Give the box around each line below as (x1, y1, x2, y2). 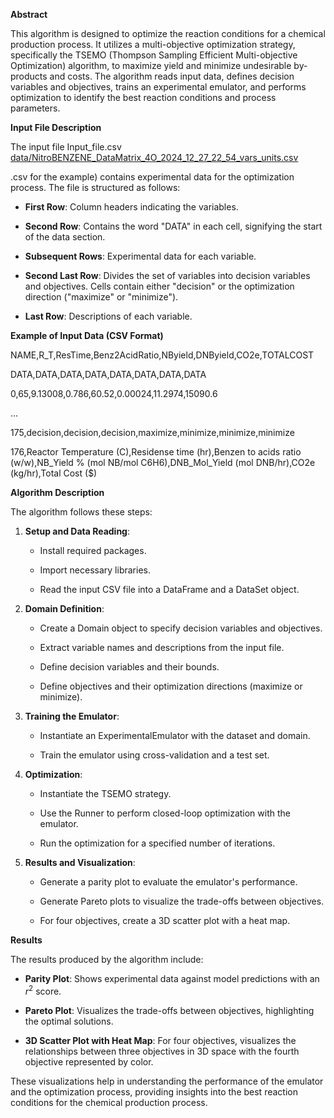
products (10, 70, 48, 82)
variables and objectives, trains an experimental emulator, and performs (10, 81, 307, 93)
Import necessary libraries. (39, 564, 151, 576)
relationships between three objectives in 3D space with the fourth (24, 1045, 300, 1057)
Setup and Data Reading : (24, 525, 131, 537)
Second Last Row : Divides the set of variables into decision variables (24, 270, 311, 281)
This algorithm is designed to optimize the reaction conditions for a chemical (10, 28, 326, 39)
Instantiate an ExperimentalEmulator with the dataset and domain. (39, 730, 311, 741)
